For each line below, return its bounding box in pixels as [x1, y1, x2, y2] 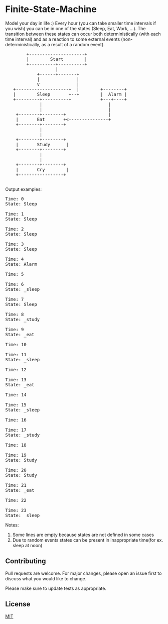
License [5, 600, 31, 608]
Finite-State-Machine [5, 4, 97, 15]
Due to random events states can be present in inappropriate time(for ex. [12, 537, 163, 543]
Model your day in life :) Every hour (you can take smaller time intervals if [5, 20, 156, 26]
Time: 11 [5, 352, 27, 357]
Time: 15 [5, 402, 27, 407]
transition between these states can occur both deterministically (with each [5, 31, 161, 37]
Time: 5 [5, 271, 24, 277]
